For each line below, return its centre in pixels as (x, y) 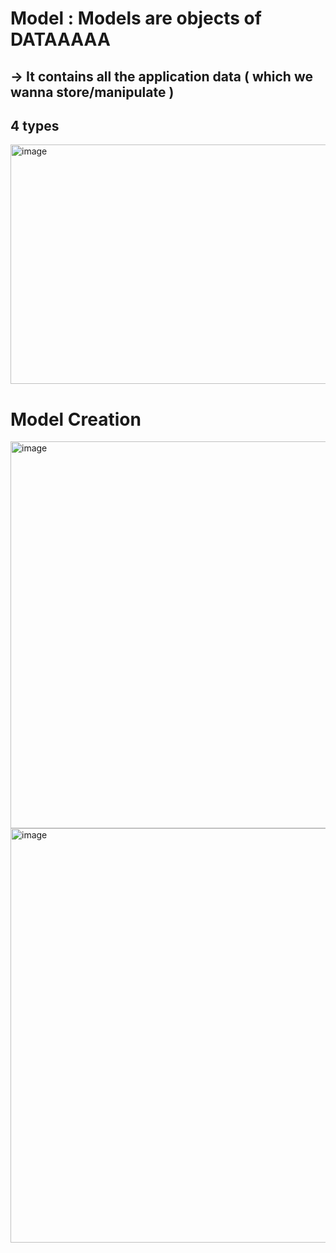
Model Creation (76, 419)
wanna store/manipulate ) (92, 92)
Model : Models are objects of (136, 18)
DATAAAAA (60, 39)
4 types (35, 125)
